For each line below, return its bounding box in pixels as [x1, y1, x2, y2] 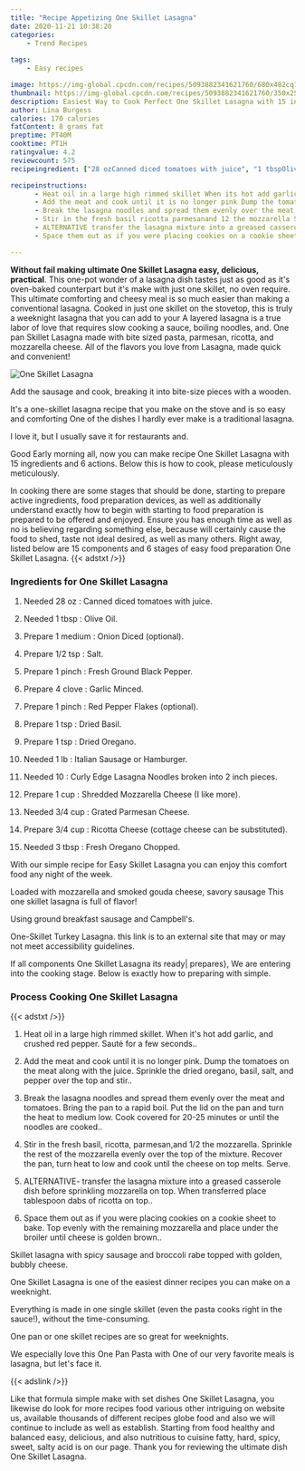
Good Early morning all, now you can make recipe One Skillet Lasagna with [10, 448, 291, 459]
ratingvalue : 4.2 [10, 148, 76, 157]
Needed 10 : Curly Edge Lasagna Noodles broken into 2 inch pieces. [23, 771, 278, 782]
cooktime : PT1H [10, 140, 68, 149]
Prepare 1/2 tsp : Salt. [23, 648, 104, 659]
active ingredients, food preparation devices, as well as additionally [10, 495, 262, 506]
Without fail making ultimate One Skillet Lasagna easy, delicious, [10, 264, 259, 275]
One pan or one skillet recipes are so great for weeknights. [10, 1331, 229, 1342]
